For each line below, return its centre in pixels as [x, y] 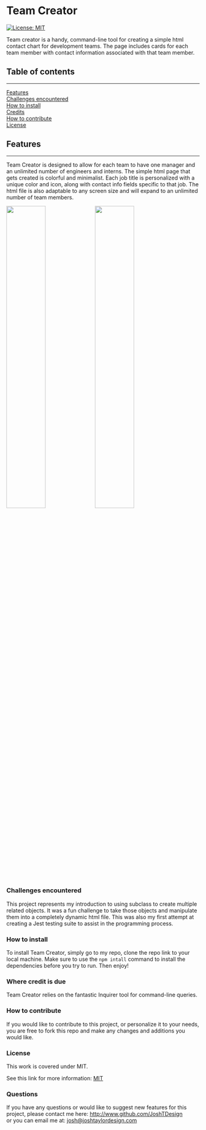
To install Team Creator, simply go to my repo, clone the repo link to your [98, 953]
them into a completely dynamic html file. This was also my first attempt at [100, 917]
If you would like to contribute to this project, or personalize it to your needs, [103, 1024]
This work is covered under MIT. [47, 1066]
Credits [16, 112]
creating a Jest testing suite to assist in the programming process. [90, 923]
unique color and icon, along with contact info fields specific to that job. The [103, 184]
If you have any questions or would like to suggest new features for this [97, 1107]
